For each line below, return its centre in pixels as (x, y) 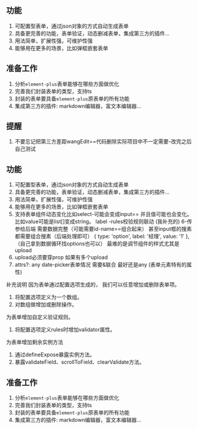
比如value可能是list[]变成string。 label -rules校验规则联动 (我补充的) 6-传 (103, 222)
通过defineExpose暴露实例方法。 (55, 355)
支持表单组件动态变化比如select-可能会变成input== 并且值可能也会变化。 (103, 214)
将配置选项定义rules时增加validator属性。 (65, 330)
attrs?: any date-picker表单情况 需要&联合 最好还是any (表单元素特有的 (101, 265)
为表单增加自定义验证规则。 (40, 317)
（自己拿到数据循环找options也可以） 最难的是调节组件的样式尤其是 (97, 244)
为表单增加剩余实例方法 (35, 342)
